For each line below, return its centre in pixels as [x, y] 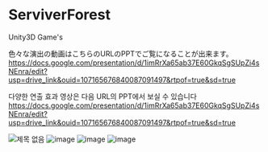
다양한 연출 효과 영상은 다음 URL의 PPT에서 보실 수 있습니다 [103, 96]
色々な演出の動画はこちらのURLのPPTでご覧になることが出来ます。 [121, 53]
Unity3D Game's [36, 37]
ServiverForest [60, 15]
